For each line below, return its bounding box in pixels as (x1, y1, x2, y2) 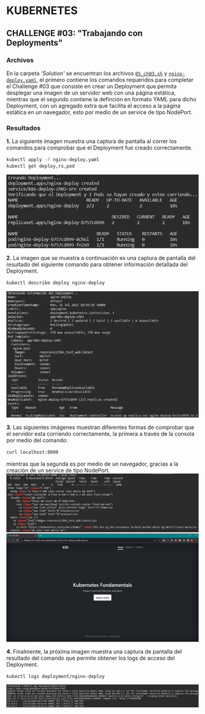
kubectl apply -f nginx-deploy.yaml (6, 157, 99, 163)
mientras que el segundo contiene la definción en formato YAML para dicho (6, 95, 196, 103)
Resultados (6, 123, 41, 132)
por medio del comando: (6, 437, 68, 444)
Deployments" (6, 37, 63, 48)
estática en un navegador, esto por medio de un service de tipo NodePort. (6, 108, 193, 116)
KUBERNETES (6, 4, 78, 18)
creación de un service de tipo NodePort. (6, 467, 110, 474)
